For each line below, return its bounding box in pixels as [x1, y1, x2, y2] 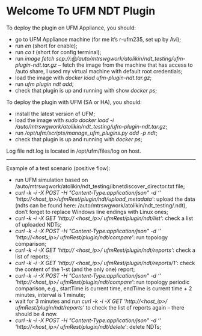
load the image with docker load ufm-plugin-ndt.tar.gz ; [14, 74, 152, 81]
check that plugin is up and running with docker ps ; [14, 135, 142, 142]
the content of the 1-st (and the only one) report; [14, 266, 135, 273]
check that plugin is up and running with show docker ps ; [14, 87, 158, 94]
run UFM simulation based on [14, 176, 88, 183]
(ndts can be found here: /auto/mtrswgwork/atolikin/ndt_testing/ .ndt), [14, 201, 188, 209]
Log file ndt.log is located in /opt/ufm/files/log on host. [6, 147, 141, 154]
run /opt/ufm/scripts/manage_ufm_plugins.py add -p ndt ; [14, 129, 158, 136]
